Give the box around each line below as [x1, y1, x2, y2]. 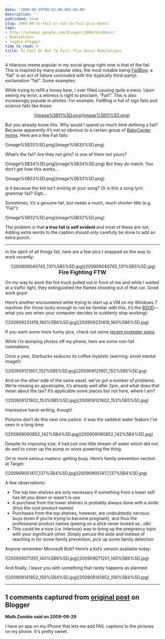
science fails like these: [5, 103, 53, 109]
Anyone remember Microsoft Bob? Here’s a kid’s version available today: [5, 546, 151, 552]
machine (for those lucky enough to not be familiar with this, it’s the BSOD [5, 304, 155, 310]
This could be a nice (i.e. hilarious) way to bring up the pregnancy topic [12, 525, 157, 531]
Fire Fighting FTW [58, 268, 107, 276]
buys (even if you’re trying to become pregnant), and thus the [12, 515, 137, 521]
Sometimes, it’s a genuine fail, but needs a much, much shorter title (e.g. [5, 200, 152, 205]
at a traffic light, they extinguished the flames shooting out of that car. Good [5, 285, 159, 290]
